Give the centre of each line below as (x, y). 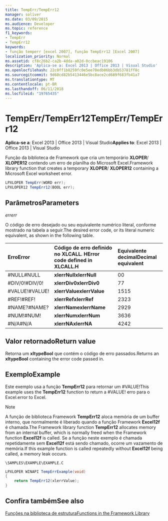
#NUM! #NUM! (24, 315)
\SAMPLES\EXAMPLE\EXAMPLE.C (34, 463)
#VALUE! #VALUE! (28, 291)
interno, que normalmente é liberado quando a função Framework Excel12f (82, 422)
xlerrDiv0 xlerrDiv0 (77, 283)
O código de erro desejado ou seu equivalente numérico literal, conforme (81, 224)
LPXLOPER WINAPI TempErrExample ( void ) (45, 471)
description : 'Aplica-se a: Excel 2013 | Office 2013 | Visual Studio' (81, 65)
